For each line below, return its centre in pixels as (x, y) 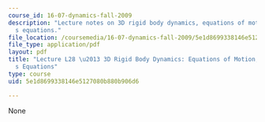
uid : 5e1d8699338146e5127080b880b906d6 (74, 81)
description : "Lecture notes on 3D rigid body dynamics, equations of (127, 23)
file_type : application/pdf (54, 45)
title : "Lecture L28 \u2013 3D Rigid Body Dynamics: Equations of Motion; (134, 60)
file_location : (33, 37)
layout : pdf (28, 52)
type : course (30, 74)
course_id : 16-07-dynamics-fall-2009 (70, 15)
